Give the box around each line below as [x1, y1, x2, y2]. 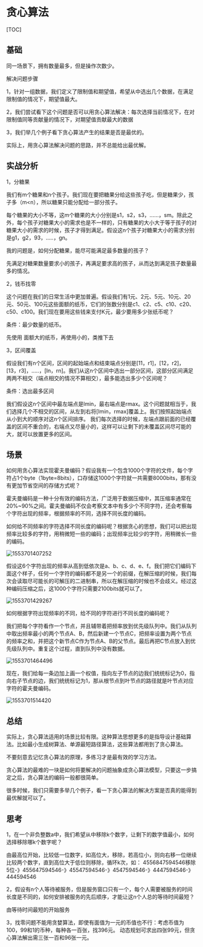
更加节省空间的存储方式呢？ [11, 482, 80, 490]
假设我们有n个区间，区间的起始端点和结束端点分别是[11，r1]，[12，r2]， [6, 359, 185, 366]
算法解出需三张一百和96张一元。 [11, 934, 92, 941]
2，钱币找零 [6, 280, 36, 287]
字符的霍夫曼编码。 [6, 685, 54, 692]
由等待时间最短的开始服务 [6, 906, 70, 913]
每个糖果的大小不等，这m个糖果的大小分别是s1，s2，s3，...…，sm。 [6, 211, 177, 218]
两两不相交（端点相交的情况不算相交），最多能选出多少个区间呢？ [6, 374, 168, 381]
